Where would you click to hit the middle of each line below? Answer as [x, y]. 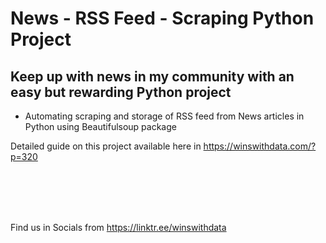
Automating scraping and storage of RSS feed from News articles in [164, 116]
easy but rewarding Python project [121, 92]
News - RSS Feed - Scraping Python [162, 18]
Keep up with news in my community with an [152, 76]
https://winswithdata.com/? [260, 146]
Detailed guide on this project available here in [106, 146]
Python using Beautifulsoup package [100, 126]
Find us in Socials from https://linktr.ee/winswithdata [118, 227]
